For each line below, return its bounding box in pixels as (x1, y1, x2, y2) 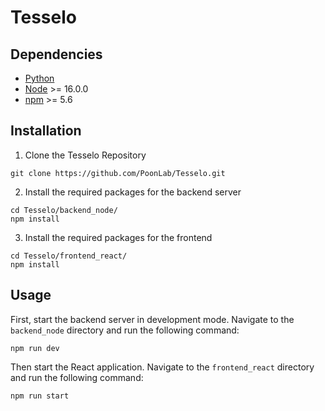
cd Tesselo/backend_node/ (10, 205, 118, 215)
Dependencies (10, 46, 103, 63)
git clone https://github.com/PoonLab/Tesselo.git (10, 168, 226, 178)
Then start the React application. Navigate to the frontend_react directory (10, 361, 315, 373)
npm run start (10, 391, 70, 401)
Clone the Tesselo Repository (24, 149, 147, 161)
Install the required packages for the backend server (24, 186, 242, 198)
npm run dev (10, 343, 60, 353)
